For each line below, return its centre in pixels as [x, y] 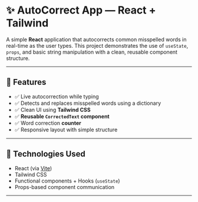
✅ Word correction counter [48, 123]
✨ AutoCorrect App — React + [81, 10]
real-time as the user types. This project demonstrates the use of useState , [97, 45]
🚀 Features [26, 82]
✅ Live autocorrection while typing [57, 96]
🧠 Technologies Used [46, 154]
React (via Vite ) [33, 168]
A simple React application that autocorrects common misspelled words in [96, 39]
